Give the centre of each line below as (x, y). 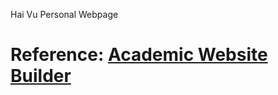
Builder (41, 76)
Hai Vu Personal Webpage (64, 14)
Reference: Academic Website (139, 55)
